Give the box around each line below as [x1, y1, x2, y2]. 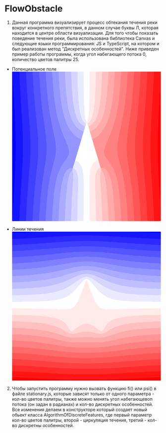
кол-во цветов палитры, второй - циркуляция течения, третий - [11, 417, 147, 423]
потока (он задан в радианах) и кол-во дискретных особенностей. [11, 401, 153, 408]
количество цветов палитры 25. [11, 56, 80, 62]
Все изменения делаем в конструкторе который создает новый [11, 407, 147, 413]
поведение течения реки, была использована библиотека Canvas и [11, 35, 155, 41]
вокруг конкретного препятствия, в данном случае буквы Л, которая [11, 24, 159, 30]
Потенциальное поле [11, 66, 57, 72]
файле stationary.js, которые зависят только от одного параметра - [11, 391, 155, 397]
